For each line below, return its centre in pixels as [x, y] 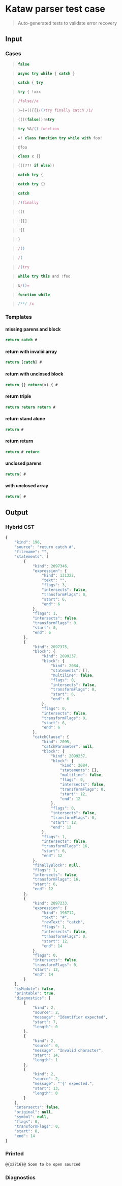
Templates [19, 317]
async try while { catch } [46, 74]
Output [17, 513]
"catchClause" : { [51, 737]
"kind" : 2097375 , [51, 647]
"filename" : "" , [32, 552]
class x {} [29, 156]
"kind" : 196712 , [59, 913]
